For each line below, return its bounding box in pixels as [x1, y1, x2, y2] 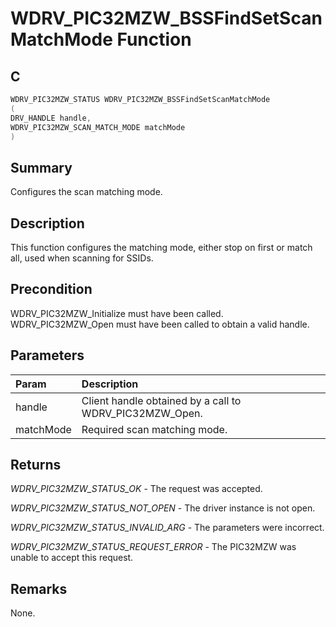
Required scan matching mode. [81, 422, 228, 436]
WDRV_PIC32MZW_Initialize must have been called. [10, 307, 224, 319]
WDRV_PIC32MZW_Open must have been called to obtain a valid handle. [10, 318, 310, 330]
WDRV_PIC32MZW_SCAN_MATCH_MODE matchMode [10, 122, 186, 132]
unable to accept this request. [10, 552, 134, 564]
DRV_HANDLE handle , [10, 113, 92, 123]
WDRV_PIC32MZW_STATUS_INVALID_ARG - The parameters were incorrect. [10, 522, 325, 534]
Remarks [10, 580, 68, 597]
